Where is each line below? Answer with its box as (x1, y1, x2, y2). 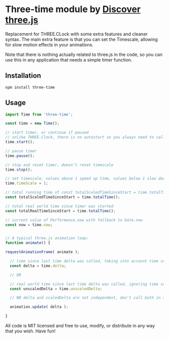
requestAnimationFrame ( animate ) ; (5, 250, 80, 255)
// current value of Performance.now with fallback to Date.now (5, 217, 143, 222)
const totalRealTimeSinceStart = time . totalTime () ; (5, 208, 116, 213)
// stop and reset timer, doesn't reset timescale (5, 162, 114, 167)
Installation (5, 72, 41, 80)
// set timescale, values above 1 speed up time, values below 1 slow (5, 176, 156, 181)
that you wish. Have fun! (5, 328, 56, 334)
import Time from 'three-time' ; (5, 112, 73, 117)
